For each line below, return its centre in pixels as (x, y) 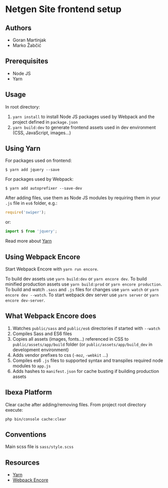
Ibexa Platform (29, 392)
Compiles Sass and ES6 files (42, 334)
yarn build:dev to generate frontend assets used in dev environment (84, 127)
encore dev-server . (25, 300)
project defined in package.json (45, 122)
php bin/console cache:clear (36, 419)
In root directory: (23, 106)
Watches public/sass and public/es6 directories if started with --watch (86, 328)
